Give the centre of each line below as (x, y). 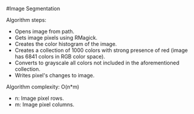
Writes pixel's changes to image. (55, 75)
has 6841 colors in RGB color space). (60, 56)
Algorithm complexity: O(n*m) (43, 87)
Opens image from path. (44, 31)
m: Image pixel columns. (44, 105)
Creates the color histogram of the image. (66, 44)
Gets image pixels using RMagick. (56, 38)
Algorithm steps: (26, 20)
